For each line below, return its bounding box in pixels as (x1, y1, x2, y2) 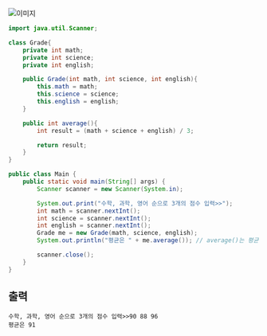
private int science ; (22, 53, 94, 61)
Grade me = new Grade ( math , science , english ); (37, 229, 198, 237)
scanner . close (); (37, 251, 94, 259)
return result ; (37, 141, 88, 149)
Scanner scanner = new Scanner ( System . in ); (37, 185, 183, 193)
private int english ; (22, 61, 94, 69)
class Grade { (8, 38, 52, 47)
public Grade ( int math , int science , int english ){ (22, 76, 198, 84)
